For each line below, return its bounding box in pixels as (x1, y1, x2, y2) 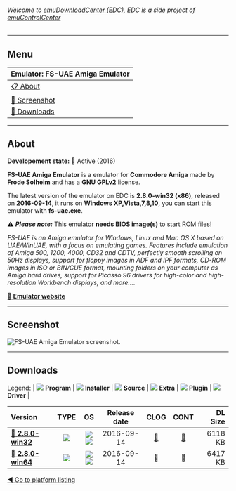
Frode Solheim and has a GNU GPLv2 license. (7, 178, 140, 186)
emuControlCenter (7, 13, 61, 21)
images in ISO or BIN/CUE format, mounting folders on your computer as (7, 263, 218, 272)
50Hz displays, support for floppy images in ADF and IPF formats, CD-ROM (7, 256, 227, 264)
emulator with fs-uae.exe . (7, 206, 83, 214)
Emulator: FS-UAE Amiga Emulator (11, 69, 130, 79)
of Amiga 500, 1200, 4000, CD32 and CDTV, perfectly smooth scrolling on (7, 248, 223, 256)
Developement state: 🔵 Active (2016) (7, 157, 116, 165)
